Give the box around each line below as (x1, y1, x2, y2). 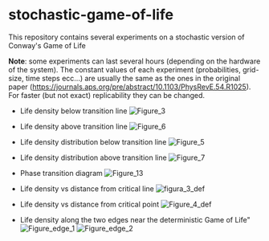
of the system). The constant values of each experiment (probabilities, (8, 64, 241, 74)
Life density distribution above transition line (19, 153, 167, 162)
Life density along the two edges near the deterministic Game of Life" (19, 214, 251, 224)
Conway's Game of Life (8, 40, 86, 50)
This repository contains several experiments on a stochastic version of (8, 32, 245, 42)
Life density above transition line (19, 121, 128, 131)
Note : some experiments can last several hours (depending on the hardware (8, 56, 261, 66)
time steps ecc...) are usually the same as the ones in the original (25, 73, 241, 83)
